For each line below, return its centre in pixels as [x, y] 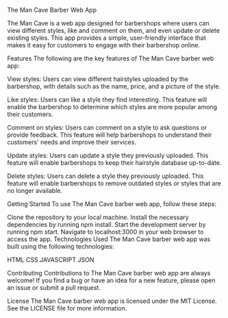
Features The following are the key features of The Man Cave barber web [111, 58]
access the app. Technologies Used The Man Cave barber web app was [109, 239]
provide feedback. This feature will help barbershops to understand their [110, 135]
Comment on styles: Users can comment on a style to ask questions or [107, 127]
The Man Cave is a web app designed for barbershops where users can [109, 23]
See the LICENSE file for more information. [67, 308]
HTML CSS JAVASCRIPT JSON [51, 260]
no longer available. [35, 191]
